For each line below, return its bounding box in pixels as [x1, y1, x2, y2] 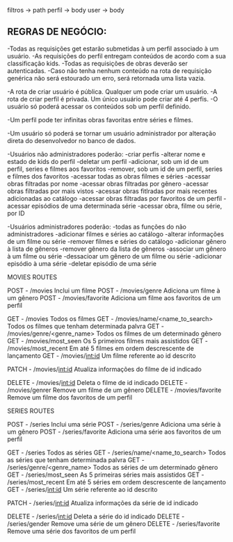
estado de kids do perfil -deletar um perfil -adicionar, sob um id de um [7, 157, 209, 165]
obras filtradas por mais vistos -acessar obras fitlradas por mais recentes [7, 187, 218, 195]
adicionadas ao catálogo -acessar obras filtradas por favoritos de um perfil [7, 194, 223, 202]
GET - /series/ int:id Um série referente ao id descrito [7, 485, 158, 493]
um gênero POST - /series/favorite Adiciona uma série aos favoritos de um [7, 427, 221, 436]
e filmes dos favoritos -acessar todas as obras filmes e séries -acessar [7, 172, 211, 180]
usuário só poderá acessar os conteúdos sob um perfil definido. [7, 102, 191, 110]
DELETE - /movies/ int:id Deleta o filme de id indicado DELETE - [7, 378, 188, 386]
